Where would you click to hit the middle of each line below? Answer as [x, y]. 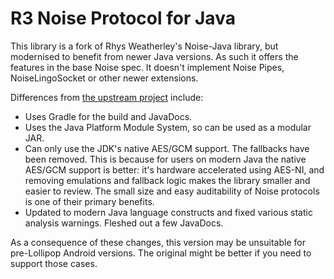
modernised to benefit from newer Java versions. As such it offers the [154, 56]
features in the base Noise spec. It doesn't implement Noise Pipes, [147, 67]
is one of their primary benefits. [89, 201]
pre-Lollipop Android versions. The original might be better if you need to [161, 253]
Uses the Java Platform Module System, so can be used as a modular [168, 127]
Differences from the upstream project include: [107, 97]
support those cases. [54, 263]
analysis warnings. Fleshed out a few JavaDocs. [124, 223]
